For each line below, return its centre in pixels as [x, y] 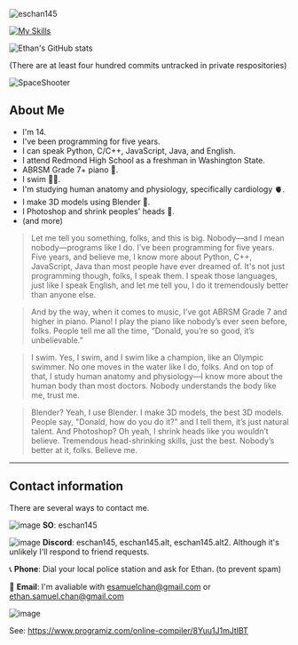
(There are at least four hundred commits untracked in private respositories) [148, 65]
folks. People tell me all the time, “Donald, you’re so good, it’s [142, 330]
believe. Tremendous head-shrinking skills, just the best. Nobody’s [153, 441]
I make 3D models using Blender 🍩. [86, 202]
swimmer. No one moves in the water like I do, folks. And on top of [152, 366]
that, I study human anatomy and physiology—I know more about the [157, 376]
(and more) [43, 220]
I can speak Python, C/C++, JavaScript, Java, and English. [129, 150]
